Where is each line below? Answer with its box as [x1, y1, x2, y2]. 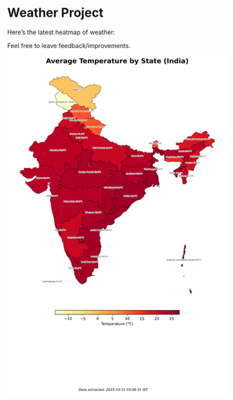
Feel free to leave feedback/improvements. [7, 41, 131, 49]
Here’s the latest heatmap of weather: [7, 28, 115, 36]
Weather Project [7, 5, 104, 21]
